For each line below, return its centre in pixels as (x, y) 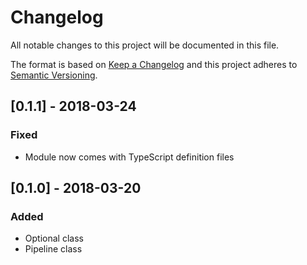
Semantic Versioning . (54, 75)
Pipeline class (53, 249)
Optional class (54, 238)
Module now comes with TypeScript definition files (129, 157)
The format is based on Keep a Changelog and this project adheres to (154, 64)
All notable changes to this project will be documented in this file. (145, 45)
